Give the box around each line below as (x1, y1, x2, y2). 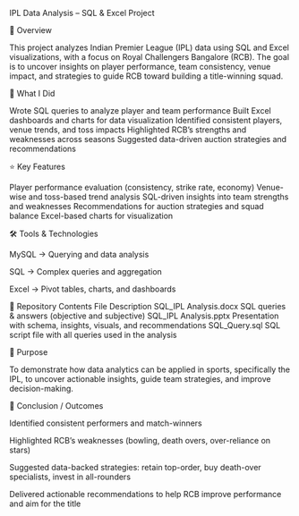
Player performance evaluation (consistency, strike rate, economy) (9, 182, 255, 192)
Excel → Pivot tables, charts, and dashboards (9, 283, 176, 294)
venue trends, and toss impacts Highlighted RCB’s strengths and (9, 124, 247, 135)
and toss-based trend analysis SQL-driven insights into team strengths (28, 191, 289, 202)
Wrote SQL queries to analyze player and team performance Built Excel (9, 106, 271, 115)
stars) (9, 444, 31, 455)
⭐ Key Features (9, 161, 65, 172)
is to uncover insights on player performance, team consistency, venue (9, 62, 271, 72)
